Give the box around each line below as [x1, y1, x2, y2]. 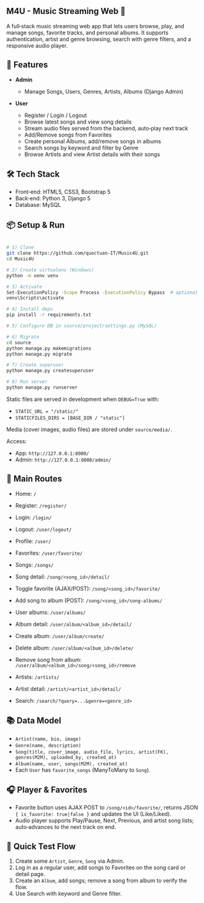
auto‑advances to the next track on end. [15, 823, 116, 831]
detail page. [15, 871, 46, 878]
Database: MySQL [15, 201, 61, 209]
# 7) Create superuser [6, 362, 64, 368]
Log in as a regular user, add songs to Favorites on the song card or [15, 864, 186, 871]
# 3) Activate [6, 283, 43, 290]
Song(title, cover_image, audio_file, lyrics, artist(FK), [15, 749, 169, 755]
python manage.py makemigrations [6, 345, 92, 351]
